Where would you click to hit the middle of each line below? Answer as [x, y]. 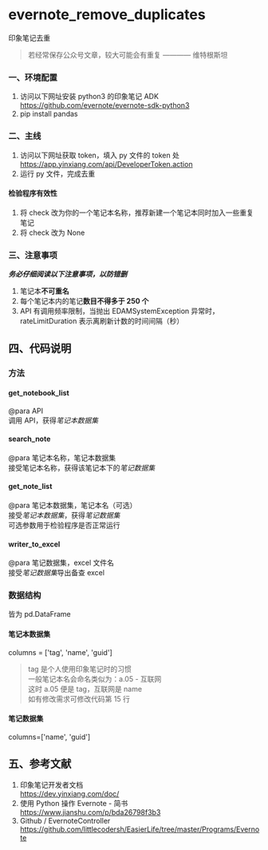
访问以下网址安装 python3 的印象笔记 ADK [89, 97]
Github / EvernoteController [65, 820]
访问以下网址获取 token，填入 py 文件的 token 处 [99, 155]
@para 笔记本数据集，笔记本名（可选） [73, 505]
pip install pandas [49, 114]
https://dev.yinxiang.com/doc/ [69, 793]
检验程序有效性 [33, 193]
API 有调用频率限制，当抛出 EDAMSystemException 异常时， [119, 311]
